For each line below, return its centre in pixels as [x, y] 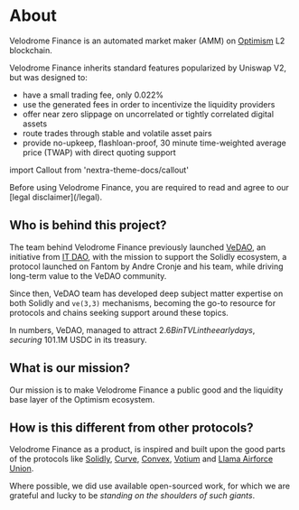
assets [35, 124]
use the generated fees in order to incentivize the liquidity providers [149, 104]
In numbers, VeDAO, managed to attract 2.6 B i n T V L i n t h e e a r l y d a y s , [132, 329]
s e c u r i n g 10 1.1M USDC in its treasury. [78, 339]
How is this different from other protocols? [131, 427]
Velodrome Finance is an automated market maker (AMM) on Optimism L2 [147, 41]
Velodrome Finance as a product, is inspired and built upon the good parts [148, 450]
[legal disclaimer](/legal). [56, 197]
